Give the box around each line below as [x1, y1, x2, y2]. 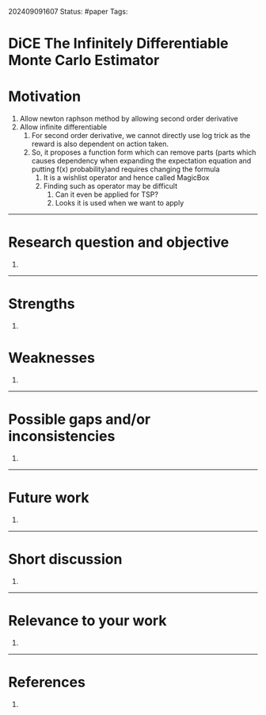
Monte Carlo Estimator [8, 52, 160, 70]
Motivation [8, 87, 82, 106]
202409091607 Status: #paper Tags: [8, 7, 128, 16]
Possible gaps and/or [8, 410, 151, 429]
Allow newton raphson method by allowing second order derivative [19, 114, 239, 124]
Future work [8, 489, 89, 507]
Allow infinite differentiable [19, 122, 108, 132]
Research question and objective [8, 233, 230, 252]
